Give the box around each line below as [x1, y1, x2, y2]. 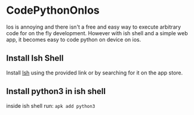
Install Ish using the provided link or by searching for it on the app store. [6, 69, 183, 76]
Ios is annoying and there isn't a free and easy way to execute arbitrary [6, 23, 181, 30]
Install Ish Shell [6, 53, 64, 63]
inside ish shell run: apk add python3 [6, 102, 96, 109]
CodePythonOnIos [6, 4, 100, 17]
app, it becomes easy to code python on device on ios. [6, 36, 141, 43]
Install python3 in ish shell [6, 86, 106, 97]
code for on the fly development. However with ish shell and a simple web [6, 29, 188, 36]
